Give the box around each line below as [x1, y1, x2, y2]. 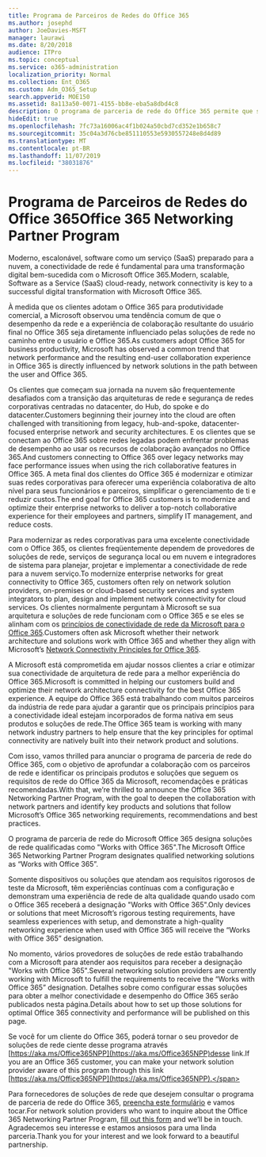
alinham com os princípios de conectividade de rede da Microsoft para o [8, 619, 245, 629]
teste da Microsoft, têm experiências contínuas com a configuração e [8, 883, 235, 893]
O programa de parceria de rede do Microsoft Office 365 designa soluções [8, 834, 253, 844]
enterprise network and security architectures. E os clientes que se [36, 427, 256, 437]
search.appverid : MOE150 [8, 93, 90, 101]
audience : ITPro [8, 48, 62, 56]
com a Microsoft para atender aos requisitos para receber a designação [8, 957, 243, 967]
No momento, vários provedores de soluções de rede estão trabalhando [8, 949, 244, 959]
